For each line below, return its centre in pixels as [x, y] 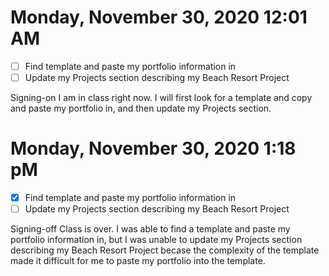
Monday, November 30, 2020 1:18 [153, 148]
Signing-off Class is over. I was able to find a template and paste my [150, 229]
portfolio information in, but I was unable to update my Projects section [156, 240]
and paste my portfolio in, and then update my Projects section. [141, 108]
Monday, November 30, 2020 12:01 [159, 17]
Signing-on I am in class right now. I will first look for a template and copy [161, 98]
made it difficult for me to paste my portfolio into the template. [138, 261]
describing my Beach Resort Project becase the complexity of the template [165, 250]
